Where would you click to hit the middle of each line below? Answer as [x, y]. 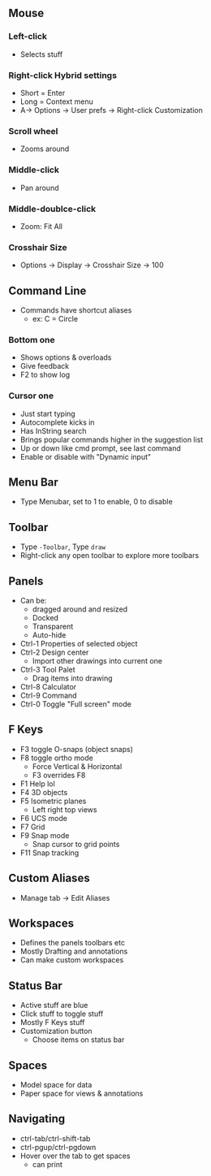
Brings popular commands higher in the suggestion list [112, 439]
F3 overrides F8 [59, 775]
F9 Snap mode [45, 835]
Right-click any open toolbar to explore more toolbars [110, 556]
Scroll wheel [33, 131]
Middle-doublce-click [52, 209]
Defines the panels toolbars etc [73, 943]
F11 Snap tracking [50, 853]
